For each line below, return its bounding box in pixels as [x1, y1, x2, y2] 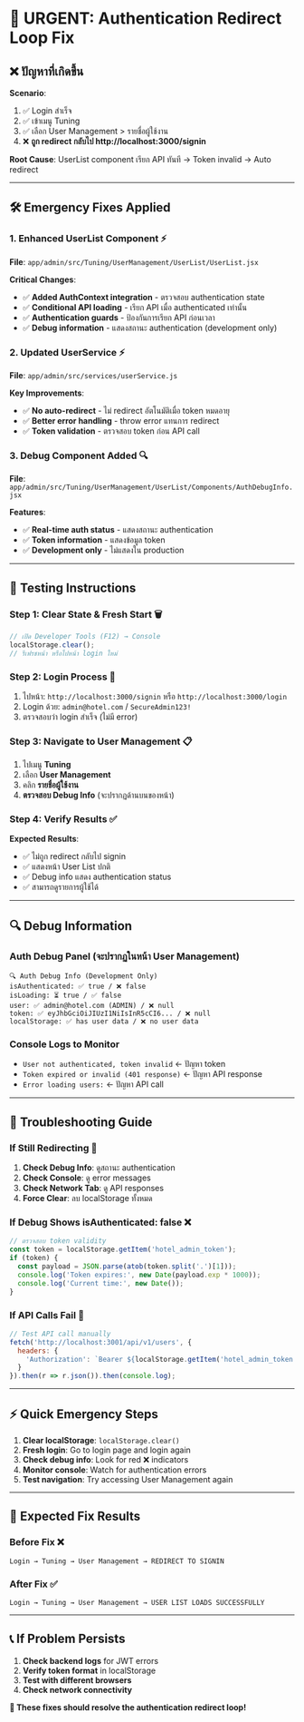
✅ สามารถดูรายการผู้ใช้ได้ [22, 882, 100, 893]
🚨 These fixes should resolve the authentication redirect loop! [9, 1701, 247, 1713]
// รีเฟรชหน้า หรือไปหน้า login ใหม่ [9, 649, 118, 658]
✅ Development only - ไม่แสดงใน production [22, 544, 185, 556]
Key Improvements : [9, 387, 84, 398]
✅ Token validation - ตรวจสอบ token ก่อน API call [22, 426, 201, 436]
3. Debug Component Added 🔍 [9, 449, 148, 462]
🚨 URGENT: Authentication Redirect [9, 8, 282, 29]
